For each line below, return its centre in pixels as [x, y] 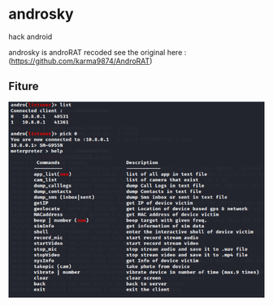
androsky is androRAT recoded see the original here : [97, 52]
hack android [30, 37]
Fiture [24, 86]
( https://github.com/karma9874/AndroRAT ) [80, 61]
